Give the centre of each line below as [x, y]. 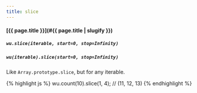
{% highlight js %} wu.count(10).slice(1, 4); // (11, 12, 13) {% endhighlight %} [99, 83]
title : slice [22, 12]
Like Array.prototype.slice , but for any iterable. [66, 72]
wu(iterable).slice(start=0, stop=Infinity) [62, 57]
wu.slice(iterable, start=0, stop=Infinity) [62, 43]
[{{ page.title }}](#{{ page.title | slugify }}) [60, 31]
